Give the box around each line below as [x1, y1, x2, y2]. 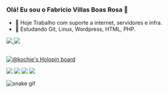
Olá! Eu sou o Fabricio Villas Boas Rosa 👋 [6, 5, 129, 14]
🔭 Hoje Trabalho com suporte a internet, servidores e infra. [15, 19, 163, 27]
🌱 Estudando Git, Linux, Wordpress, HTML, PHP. [15, 25, 136, 33]
